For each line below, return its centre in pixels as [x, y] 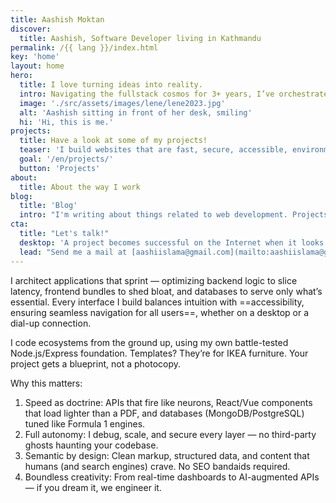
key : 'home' [35, 57]
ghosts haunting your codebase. [91, 445]
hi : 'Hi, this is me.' [66, 122]
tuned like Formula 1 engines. [85, 423]
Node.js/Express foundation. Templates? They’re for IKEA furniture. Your [159, 353]
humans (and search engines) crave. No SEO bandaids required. [157, 466]
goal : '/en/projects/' [66, 159]
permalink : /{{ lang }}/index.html [84, 47]
